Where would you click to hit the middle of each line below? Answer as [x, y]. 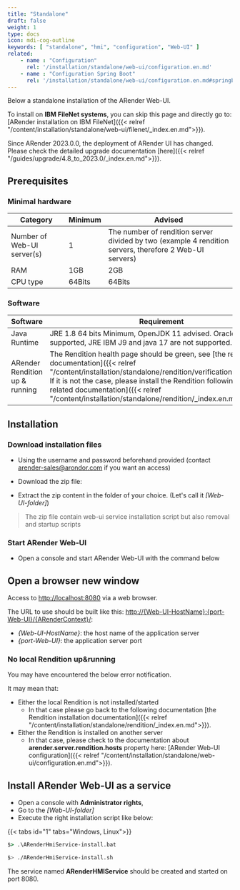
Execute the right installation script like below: [85, 818]
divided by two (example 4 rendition [169, 241]
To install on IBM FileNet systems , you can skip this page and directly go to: [120, 114]
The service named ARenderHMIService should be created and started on [118, 871]
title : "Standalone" [38, 14]
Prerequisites [38, 181]
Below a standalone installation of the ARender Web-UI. [89, 101]
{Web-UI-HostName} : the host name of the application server [109, 633]
